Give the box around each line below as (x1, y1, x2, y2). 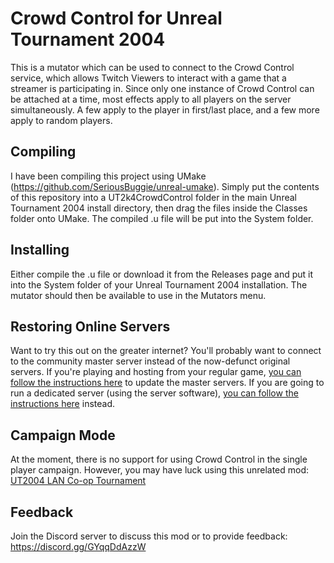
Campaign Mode (10, 427, 116, 444)
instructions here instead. (10, 398, 115, 410)
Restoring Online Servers (10, 318, 171, 335)
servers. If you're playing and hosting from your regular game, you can (10, 366, 302, 378)
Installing (10, 242, 70, 259)
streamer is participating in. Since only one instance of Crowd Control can (10, 82, 315, 94)
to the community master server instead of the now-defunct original (10, 355, 291, 367)
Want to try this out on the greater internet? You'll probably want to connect (10, 345, 322, 357)
